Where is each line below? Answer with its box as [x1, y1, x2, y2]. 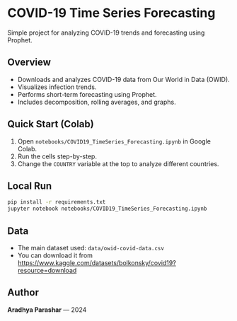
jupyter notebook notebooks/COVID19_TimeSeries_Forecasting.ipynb [7, 205, 207, 213]
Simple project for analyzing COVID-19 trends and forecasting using [7, 28, 205, 37]
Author [7, 286, 39, 298]
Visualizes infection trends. [17, 83, 97, 91]
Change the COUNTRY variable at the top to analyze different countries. [17, 159, 219, 168]
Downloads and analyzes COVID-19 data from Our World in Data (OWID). [17, 75, 230, 83]
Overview [7, 57, 52, 69]
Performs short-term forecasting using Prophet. [17, 90, 157, 98]
